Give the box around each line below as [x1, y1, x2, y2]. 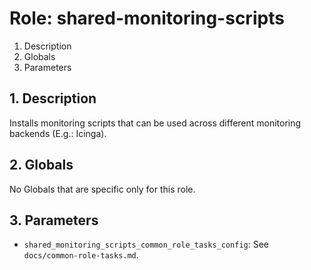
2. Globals [9, 157, 74, 174]
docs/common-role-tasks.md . [23, 249, 139, 261]
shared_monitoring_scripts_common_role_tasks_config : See [23, 238, 270, 251]
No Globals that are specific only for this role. [9, 183, 196, 195]
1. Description [9, 90, 97, 107]
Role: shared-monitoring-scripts [9, 7, 285, 30]
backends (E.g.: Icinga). [9, 127, 107, 139]
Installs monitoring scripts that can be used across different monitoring [9, 117, 302, 129]
